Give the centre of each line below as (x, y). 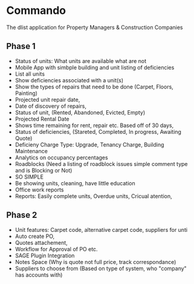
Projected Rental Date (42, 119)
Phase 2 (22, 215)
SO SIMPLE (29, 177)
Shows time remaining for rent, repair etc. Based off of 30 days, (94, 125)
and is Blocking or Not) (44, 170)
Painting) (26, 93)
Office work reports (40, 190)
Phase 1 (21, 46)
